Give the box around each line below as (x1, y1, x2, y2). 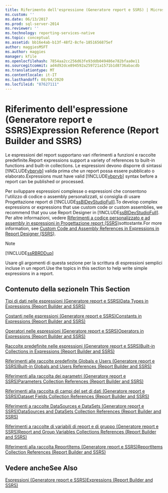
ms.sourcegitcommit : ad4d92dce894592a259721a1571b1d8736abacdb (5, 63, 140, 68)
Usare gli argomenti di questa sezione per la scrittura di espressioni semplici (5, 260, 162, 266)
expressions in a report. (5, 270, 54, 276)
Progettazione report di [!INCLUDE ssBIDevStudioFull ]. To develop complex (5, 199, 157, 205)
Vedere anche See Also (5, 463, 78, 472)
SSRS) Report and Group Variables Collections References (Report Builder (5, 429, 156, 435)
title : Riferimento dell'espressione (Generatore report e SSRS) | (5, 7, 149, 13)
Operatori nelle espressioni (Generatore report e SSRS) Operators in (5, 328, 144, 334)
